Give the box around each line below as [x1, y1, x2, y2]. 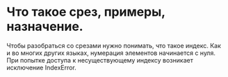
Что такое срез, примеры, [6, 4, 165, 20]
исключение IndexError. [6, 63, 77, 71]
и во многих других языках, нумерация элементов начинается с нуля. [6, 49, 216, 57]
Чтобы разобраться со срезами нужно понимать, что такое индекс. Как [6, 41, 222, 49]
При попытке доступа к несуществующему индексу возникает [6, 56, 194, 64]
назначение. [6, 19, 84, 34]
